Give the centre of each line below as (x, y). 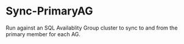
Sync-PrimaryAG (49, 11)
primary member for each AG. (43, 34)
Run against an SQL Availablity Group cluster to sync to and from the (92, 28)
